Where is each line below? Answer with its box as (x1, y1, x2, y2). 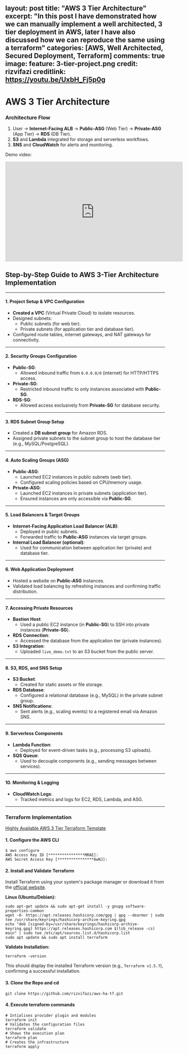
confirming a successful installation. (5, 968, 81, 974)
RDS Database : (12, 687, 45, 693)
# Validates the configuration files (5, 1022, 85, 1027)
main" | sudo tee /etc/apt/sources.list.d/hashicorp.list (5, 931, 130, 936)
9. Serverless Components (5, 730, 63, 736)
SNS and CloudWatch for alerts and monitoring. (12, 142, 113, 148)
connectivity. (12, 337, 40, 343)
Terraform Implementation (5, 813, 72, 820)
